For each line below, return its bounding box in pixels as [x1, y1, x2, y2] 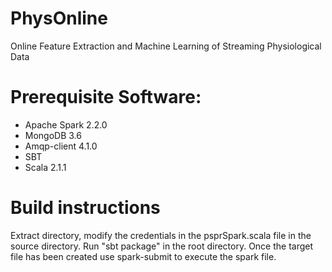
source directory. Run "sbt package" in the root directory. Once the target [10, 240, 314, 252]
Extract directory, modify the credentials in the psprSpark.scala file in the [10, 229, 312, 241]
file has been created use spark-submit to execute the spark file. [10, 250, 277, 262]
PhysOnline [10, 7, 108, 30]
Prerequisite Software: [10, 86, 202, 109]
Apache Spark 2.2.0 [24, 118, 108, 131]
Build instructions [10, 197, 161, 219]
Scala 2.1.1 [24, 161, 67, 173]
